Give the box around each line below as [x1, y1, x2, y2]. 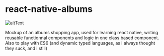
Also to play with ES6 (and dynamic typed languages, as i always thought [5, 40, 155, 46]
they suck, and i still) [5, 45, 48, 51]
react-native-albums [5, 3, 93, 15]
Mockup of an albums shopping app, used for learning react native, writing [5, 29, 158, 35]
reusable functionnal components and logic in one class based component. [5, 35, 159, 41]
